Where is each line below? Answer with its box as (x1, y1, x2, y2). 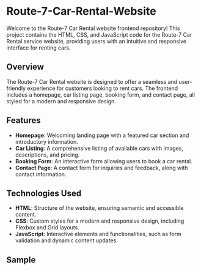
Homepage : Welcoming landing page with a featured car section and (15, 132, 189, 139)
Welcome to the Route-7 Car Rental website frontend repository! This (6, 24, 180, 32)
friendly (6, 84, 26, 92)
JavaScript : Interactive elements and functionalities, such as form (15, 231, 181, 238)
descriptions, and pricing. (15, 151, 80, 158)
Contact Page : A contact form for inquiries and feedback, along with (15, 164, 188, 171)
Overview (6, 62, 45, 72)
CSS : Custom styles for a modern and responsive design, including (15, 217, 185, 225)
